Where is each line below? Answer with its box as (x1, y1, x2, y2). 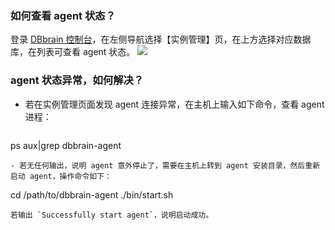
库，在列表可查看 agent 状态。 (10, 46, 136, 58)
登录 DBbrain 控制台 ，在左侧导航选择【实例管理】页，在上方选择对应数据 (10, 33, 312, 46)
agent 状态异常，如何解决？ (10, 73, 145, 87)
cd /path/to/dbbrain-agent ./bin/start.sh (10, 188, 174, 201)
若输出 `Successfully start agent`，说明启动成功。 (10, 210, 214, 220)
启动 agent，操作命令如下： (10, 171, 112, 181)
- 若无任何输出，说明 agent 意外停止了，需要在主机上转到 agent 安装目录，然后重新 (10, 160, 321, 171)
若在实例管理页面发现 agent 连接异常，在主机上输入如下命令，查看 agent (24, 98, 325, 110)
